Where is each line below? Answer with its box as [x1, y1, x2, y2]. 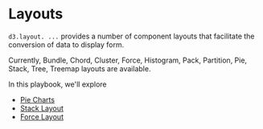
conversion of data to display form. [8, 39, 125, 49]
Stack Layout [19, 103, 64, 113]
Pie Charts [19, 95, 55, 104]
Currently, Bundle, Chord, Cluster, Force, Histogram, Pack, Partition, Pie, [8, 55, 248, 65]
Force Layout [19, 111, 64, 121]
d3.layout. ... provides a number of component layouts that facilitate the [8, 31, 255, 41]
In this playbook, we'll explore [8, 79, 107, 89]
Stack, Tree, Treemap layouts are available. [8, 63, 151, 73]
